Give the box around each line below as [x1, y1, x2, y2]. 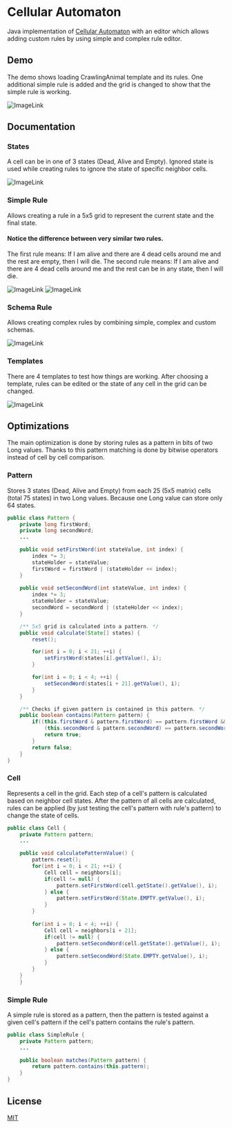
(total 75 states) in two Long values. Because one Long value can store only [7, 493, 223, 502]
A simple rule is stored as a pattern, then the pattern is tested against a [7, 1010, 209, 1019]
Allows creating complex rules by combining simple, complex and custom [7, 318, 216, 327]
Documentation [7, 121, 76, 133]
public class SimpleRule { [7, 1031, 85, 1038]
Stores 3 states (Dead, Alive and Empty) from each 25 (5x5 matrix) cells [7, 486, 212, 495]
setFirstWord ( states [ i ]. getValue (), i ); [43, 655, 162, 662]
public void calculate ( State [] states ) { [19, 629, 140, 637]
